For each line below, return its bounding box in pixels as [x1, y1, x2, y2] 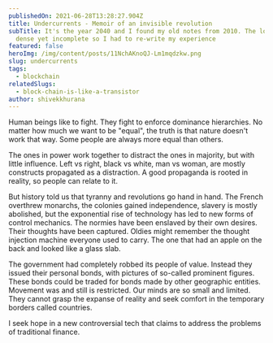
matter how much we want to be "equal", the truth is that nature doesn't [8, 126, 249, 136]
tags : [8, 65, 27, 73]
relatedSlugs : [8, 80, 57, 88]
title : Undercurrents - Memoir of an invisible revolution [8, 20, 213, 28]
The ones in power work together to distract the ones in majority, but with [8, 150, 254, 160]
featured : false [8, 42, 63, 50]
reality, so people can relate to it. [8, 176, 118, 186]
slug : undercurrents [8, 58, 79, 66]
